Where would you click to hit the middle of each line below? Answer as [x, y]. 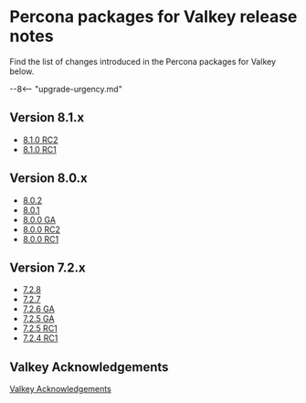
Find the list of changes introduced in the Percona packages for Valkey [143, 61]
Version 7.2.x [47, 267]
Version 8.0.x [49, 179]
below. [22, 71]
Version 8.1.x [47, 117]
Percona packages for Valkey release [153, 17]
